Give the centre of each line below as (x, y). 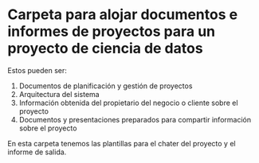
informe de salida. (37, 152)
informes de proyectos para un (112, 31)
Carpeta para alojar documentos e (123, 15)
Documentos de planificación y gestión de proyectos (106, 86)
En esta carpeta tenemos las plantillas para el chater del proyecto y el (122, 143)
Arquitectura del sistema (59, 94)
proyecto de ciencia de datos (106, 49)
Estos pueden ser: (37, 70)
